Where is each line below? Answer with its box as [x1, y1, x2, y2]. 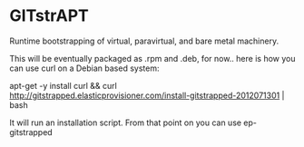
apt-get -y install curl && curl [9, 80, 118, 91]
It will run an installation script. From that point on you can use [9, 117, 242, 128]
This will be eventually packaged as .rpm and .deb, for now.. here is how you [9, 53, 296, 64]
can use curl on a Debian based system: [9, 63, 160, 73]
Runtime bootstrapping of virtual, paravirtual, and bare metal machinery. [9, 35, 279, 46]
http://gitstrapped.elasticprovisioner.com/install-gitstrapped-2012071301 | [9, 90, 285, 101]
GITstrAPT [9, 5, 89, 26]
